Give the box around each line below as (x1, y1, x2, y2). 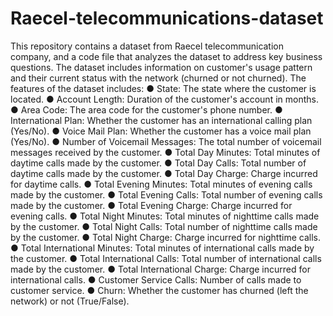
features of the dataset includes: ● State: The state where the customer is (10, 82, 317, 94)
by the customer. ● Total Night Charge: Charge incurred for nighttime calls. (10, 231, 321, 243)
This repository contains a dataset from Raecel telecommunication (10, 40, 285, 52)
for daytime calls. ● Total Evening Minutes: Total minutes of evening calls (10, 178, 313, 190)
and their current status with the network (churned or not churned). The (10, 72, 307, 84)
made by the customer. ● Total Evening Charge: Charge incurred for (10, 199, 293, 211)
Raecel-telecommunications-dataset (10, 7, 324, 30)
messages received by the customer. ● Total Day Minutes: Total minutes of (10, 146, 321, 158)
